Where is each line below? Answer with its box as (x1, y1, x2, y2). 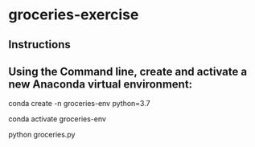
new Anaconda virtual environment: (8, 77, 193, 91)
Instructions (8, 38, 71, 51)
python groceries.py (8, 130, 76, 140)
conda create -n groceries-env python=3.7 (8, 99, 150, 108)
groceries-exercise (8, 6, 139, 24)
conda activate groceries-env (8, 114, 107, 124)
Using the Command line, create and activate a (8, 64, 248, 78)
